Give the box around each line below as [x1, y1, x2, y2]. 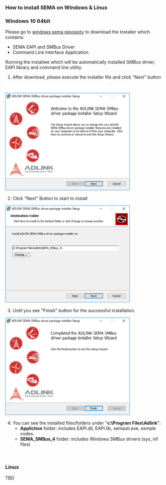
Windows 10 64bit [5, 17, 51, 24]
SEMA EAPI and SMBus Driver [12, 44, 75, 50]
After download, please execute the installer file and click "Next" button [12, 74, 161, 80]
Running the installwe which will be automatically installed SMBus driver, [5, 59, 155, 65]
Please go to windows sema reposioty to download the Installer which [5, 29, 150, 35]
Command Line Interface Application [12, 49, 89, 55]
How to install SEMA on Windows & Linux [5, 4, 108, 11]
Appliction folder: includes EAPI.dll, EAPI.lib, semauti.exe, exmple [20, 425, 156, 431]
